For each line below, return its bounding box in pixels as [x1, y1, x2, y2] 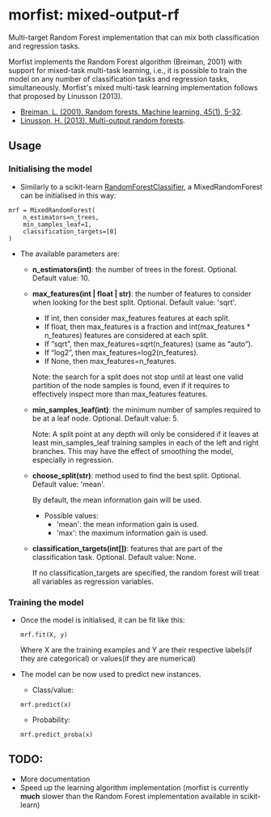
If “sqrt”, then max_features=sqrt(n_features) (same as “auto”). [44, 339, 253, 349]
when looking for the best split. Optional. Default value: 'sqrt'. [32, 297, 237, 307]
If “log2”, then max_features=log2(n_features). [44, 347, 199, 357]
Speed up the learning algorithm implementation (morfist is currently [19, 782, 249, 792]
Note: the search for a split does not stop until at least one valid [32, 371, 244, 382]
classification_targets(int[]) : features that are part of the [32, 543, 223, 553]
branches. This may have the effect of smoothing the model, [32, 446, 234, 456]
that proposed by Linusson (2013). [8, 91, 123, 101]
